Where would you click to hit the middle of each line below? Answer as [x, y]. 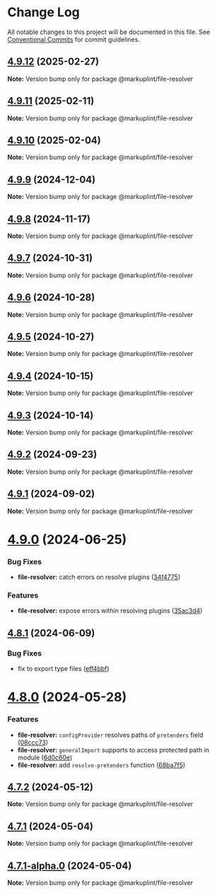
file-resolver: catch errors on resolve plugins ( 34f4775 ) [99, 577]
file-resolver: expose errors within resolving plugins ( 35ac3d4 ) [110, 611]
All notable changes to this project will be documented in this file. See [109, 32]
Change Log [43, 12]
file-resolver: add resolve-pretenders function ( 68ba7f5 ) [101, 764]
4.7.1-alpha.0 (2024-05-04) [70, 865]
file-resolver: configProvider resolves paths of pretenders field [110, 735]
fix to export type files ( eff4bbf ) [63, 669]
